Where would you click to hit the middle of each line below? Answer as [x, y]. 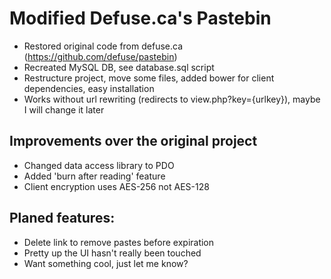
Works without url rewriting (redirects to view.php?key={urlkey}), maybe [172, 99]
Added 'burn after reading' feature [94, 176]
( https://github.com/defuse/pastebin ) [100, 56]
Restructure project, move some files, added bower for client [149, 78]
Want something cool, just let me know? [106, 263]
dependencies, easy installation [89, 88]
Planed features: [62, 218]
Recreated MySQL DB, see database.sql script [119, 67]
